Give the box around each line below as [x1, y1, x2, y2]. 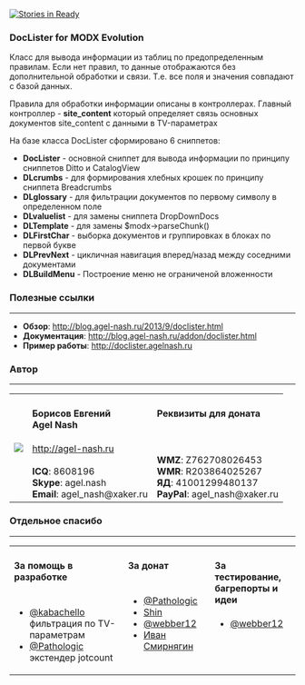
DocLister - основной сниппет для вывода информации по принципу [22, 153, 290, 164]
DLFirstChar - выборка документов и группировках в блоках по [22, 230, 271, 241]
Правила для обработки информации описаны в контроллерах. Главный [9, 98, 292, 109]
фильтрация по [29, 617, 96, 630]
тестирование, [214, 571, 281, 583]
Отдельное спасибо [9, 514, 103, 527]
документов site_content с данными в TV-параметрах [9, 118, 218, 129]
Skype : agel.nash [32, 476, 107, 489]
